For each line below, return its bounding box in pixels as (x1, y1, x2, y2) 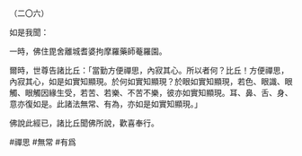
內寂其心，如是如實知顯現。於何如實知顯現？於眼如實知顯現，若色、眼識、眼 (9, 76, 293, 87)
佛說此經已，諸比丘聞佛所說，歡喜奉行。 (9, 117, 159, 128)
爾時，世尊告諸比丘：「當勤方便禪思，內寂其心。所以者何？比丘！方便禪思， (9, 65, 289, 75)
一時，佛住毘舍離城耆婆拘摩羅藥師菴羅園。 (9, 46, 167, 56)
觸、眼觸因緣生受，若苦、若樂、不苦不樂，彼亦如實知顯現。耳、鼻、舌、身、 (9, 88, 293, 98)
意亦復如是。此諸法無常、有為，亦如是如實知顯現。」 (9, 99, 202, 109)
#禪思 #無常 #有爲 (9, 137, 76, 147)
